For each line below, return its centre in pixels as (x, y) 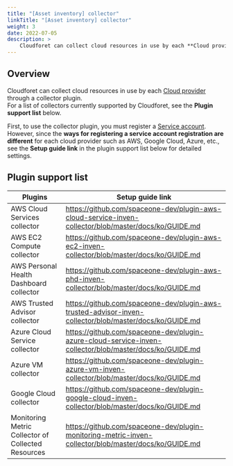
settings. (20, 155)
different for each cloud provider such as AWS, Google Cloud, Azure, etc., (113, 141)
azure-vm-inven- (95, 369)
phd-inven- (85, 279)
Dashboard (29, 283)
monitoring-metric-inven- (109, 435)
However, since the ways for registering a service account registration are (115, 133)
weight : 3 (21, 26)
